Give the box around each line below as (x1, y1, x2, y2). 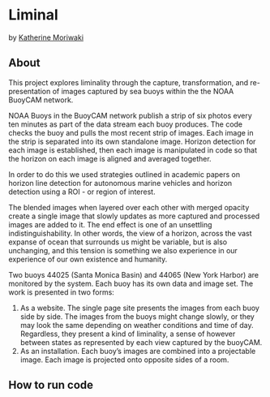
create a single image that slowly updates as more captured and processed (8, 211, 260, 221)
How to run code (8, 378, 94, 392)
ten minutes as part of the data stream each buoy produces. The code (8, 119, 243, 129)
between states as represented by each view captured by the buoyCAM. (19, 337, 263, 347)
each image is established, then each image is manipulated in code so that (8, 145, 258, 155)
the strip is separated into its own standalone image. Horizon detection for (8, 136, 256, 146)
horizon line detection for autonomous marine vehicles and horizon (8, 178, 233, 188)
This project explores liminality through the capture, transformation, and (8, 77, 249, 87)
